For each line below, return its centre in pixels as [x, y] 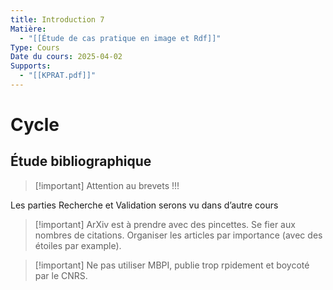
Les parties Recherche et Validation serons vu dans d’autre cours [144, 205]
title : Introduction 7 [57, 19]
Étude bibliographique [81, 161]
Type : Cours [35, 47]
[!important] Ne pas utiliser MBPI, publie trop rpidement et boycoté [172, 265]
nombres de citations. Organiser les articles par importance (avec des [178, 235]
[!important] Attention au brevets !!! [107, 185]
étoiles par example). [78, 245]
